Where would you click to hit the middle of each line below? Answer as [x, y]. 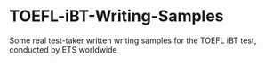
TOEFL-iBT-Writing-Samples [116, 16]
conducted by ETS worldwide [63, 49]
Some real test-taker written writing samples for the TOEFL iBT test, [133, 40]
